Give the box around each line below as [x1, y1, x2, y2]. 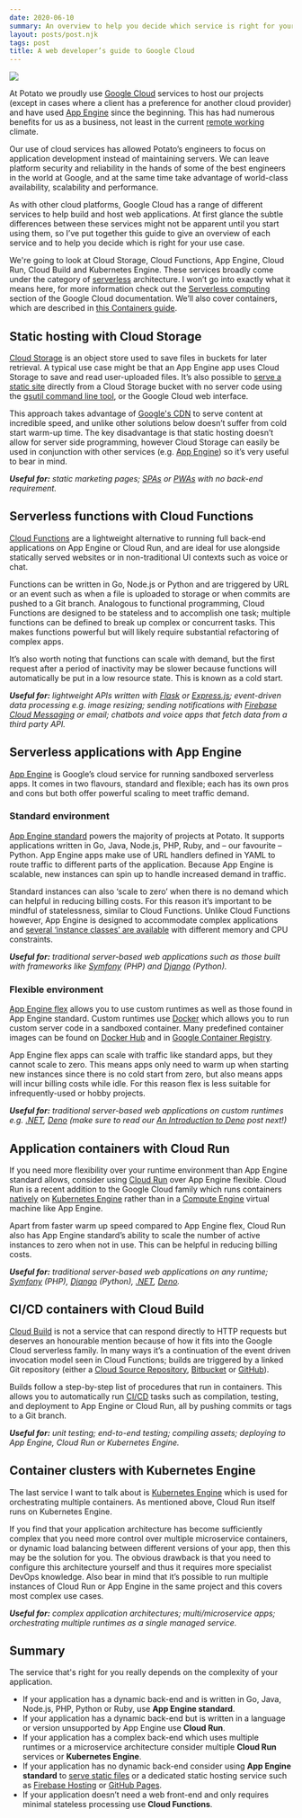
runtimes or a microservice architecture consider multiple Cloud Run [22, 1742, 277, 1752]
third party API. [9, 718, 66, 729]
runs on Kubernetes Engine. [9, 1506, 112, 1517]
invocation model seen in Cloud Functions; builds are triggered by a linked [9, 1354, 284, 1365]
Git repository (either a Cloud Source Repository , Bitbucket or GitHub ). [9, 1363, 270, 1375]
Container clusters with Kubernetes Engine [9, 1463, 256, 1478]
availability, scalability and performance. [9, 182, 159, 193]
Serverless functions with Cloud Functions [9, 509, 254, 524]
